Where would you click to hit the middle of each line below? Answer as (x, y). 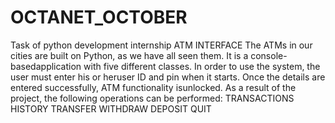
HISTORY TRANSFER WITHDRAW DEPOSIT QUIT (111, 108)
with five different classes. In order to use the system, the (202, 66)
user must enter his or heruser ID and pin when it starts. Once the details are (168, 77)
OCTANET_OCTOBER (99, 17)
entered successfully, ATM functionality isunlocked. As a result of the (153, 87)
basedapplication (46, 66)
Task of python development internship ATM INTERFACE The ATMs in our (161, 45)
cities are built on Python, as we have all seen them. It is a (129, 55)
